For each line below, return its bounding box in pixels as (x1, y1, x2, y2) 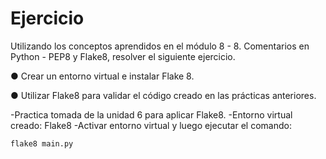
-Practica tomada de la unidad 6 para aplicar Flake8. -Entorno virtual (10, 108, 293, 121)
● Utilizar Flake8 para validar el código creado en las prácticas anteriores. (10, 89, 317, 101)
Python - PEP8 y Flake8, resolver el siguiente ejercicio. (10, 50, 236, 62)
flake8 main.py (10, 138, 74, 149)
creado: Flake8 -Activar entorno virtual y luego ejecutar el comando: (10, 119, 292, 131)
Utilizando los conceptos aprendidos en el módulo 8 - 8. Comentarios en (10, 40, 310, 52)
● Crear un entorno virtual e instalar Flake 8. (10, 70, 195, 82)
